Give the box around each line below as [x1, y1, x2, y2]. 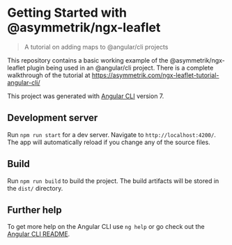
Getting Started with [7, 5, 127, 21]
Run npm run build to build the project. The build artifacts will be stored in [7, 176, 219, 185]
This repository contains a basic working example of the [7, 56, 169, 64]
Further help [7, 204, 63, 216]
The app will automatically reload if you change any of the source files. [7, 138, 210, 146]
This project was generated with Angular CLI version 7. [7, 92, 164, 100]
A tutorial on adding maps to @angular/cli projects [24, 42, 169, 51]
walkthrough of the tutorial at [7, 71, 91, 79]
